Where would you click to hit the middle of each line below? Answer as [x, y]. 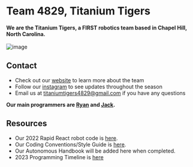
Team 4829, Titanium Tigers [79, 11]
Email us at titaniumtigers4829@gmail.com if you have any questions [100, 93]
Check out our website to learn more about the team [79, 80]
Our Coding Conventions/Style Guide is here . [70, 144]
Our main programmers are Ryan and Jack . [61, 105]
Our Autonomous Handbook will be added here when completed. [95, 151]
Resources [27, 123]
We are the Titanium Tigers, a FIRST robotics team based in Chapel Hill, [97, 28]
